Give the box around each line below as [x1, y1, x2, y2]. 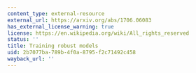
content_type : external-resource [7, 10, 105, 17]
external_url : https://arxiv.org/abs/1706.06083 [7, 17, 152, 24]
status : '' [7, 36, 39, 43]
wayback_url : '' [7, 56, 55, 63]
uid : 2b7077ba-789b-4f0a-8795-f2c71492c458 [7, 49, 136, 56]
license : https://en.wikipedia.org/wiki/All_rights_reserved [7, 29, 190, 37]
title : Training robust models [7, 42, 99, 49]
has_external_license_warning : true [7, 23, 114, 30]
